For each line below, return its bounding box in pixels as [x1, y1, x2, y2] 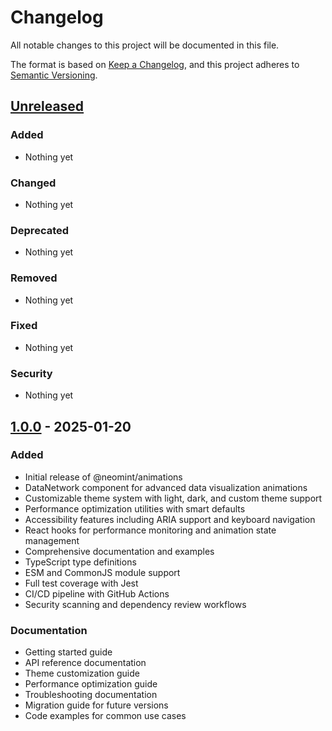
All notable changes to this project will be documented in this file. [10, 39, 280, 51]
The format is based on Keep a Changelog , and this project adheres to [10, 58, 300, 70]
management [24, 534, 80, 546]
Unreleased [10, 98, 85, 115]
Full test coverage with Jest [24, 577, 139, 589]
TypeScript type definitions [24, 556, 137, 568]
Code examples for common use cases [24, 710, 187, 722]
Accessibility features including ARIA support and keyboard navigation [24, 513, 316, 525]
